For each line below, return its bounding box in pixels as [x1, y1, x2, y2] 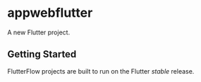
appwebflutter [7, 5, 93, 21]
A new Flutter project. [7, 28, 71, 36]
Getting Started [7, 48, 77, 60]
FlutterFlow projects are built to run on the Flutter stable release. [7, 67, 195, 75]
